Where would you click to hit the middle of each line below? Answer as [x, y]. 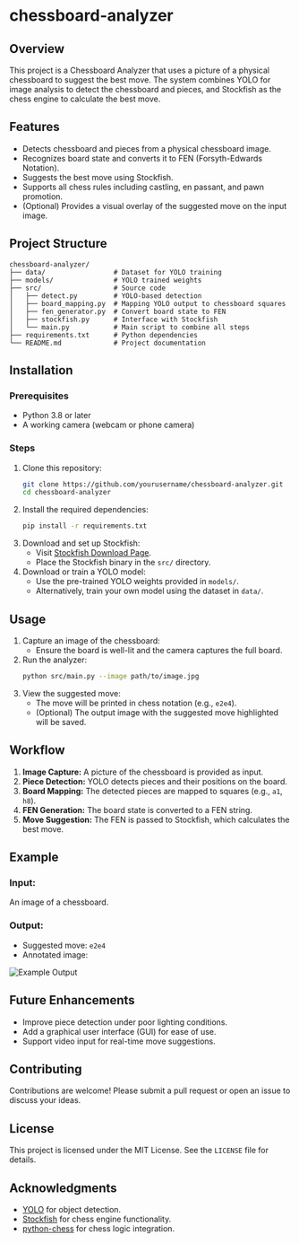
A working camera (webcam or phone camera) [108, 425]
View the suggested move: [71, 693]
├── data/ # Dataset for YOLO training [115, 272]
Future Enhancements [73, 1000]
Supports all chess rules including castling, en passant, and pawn [143, 187]
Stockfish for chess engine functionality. [97, 1219]
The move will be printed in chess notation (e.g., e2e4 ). [136, 703]
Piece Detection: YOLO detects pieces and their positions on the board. [155, 781]
